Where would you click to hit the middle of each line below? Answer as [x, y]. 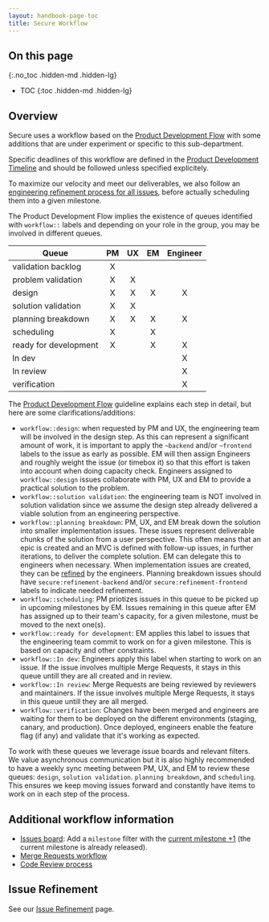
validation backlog [47, 267]
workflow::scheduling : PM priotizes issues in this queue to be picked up [139, 599]
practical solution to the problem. [75, 488]
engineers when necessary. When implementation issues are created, [135, 565]
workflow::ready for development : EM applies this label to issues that [135, 633]
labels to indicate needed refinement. [82, 591]
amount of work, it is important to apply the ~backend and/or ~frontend [136, 445]
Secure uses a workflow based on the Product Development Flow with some [134, 135]
